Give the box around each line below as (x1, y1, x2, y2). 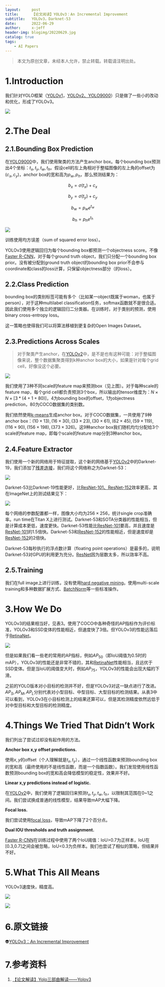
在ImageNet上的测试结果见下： (5, 491, 68, 497)
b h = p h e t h (72, 215, 94, 223)
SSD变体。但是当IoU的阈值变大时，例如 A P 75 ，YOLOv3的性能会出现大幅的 (5, 666, 156, 672)
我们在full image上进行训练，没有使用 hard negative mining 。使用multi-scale (5, 579, 160, 586)
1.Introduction (5, 75, 64, 87)
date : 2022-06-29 (5, 21, 54, 26)
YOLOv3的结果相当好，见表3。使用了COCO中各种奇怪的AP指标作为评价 (5, 620, 151, 626)
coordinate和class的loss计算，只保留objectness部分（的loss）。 (5, 265, 134, 271)
